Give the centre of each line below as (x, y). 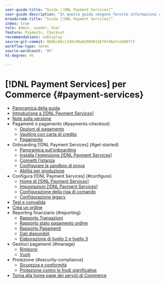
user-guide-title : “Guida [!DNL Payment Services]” (59, 10)
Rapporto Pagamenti (40, 228)
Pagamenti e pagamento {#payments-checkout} (61, 124)
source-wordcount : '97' (29, 51)
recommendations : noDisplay (34, 37)
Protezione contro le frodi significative (58, 270)
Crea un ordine (27, 208)
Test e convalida (29, 202)
